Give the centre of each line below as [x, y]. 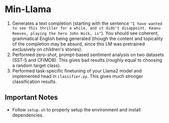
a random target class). [37, 65]
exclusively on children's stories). [47, 49]
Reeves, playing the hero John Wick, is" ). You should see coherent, [85, 33]
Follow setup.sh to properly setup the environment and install [76, 109]
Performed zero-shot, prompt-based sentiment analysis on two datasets [88, 55]
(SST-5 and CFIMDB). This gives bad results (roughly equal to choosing [87, 60]
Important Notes [31, 97]
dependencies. [28, 115]
